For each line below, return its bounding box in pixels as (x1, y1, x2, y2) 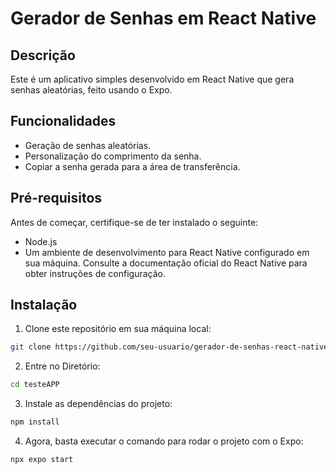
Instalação (10, 297, 78, 314)
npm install (10, 417, 60, 427)
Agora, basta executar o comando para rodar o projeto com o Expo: (24, 435, 304, 447)
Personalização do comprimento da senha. (24, 150, 202, 162)
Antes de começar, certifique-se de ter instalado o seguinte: (10, 216, 259, 228)
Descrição (10, 47, 76, 64)
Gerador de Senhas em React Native (10, 7, 317, 30)
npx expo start (10, 455, 74, 465)
